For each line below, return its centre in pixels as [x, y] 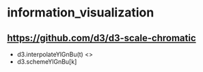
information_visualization [81, 13]
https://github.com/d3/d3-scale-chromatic [101, 38]
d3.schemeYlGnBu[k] [47, 62]
